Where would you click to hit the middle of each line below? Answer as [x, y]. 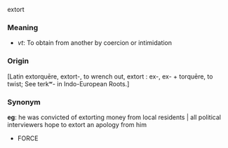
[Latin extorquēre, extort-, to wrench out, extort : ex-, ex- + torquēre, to [110, 76]
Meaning [23, 27]
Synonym [24, 102]
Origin [18, 61]
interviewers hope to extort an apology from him [77, 124]
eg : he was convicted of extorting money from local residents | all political [114, 117]
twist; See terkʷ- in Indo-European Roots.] [68, 83]
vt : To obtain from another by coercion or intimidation [95, 43]
